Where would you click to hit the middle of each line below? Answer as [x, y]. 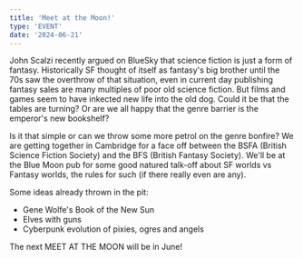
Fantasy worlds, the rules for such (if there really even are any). [128, 174]
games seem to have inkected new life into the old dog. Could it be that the [149, 99]
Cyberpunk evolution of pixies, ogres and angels [113, 229]
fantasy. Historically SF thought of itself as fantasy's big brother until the [145, 70]
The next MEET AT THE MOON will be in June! [96, 247]
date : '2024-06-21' [46, 35]
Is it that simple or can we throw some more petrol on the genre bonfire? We [151, 136]
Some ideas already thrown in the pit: [79, 193]
